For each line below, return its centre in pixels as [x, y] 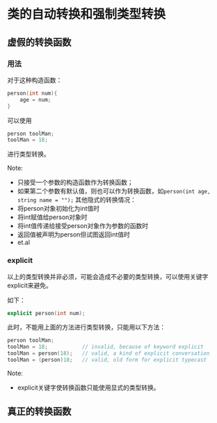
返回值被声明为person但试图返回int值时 [74, 234]
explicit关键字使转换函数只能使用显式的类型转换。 [88, 388]
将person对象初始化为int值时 [58, 209]
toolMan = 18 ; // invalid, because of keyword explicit [105, 347]
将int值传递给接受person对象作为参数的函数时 [83, 226]
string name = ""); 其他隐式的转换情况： [77, 200]
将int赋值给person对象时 [53, 217]
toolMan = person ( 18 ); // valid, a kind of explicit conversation [108, 353]
